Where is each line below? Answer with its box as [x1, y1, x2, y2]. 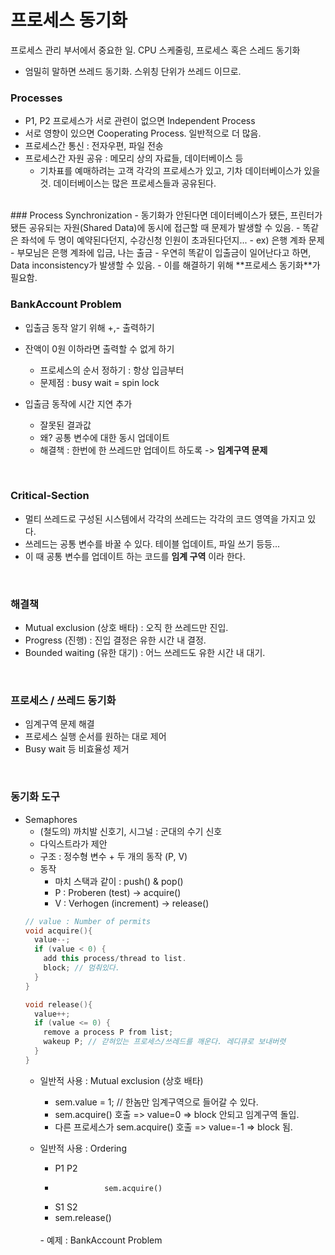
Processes [10, 91, 63, 105]
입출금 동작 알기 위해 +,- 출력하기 [24, 321, 155, 333]
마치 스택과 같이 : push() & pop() [54, 875, 184, 887]
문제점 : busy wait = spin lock [39, 376, 160, 388]
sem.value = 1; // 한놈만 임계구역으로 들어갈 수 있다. [54, 1096, 259, 1108]
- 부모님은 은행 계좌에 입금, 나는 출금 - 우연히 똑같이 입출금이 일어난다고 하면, [10, 247, 312, 259]
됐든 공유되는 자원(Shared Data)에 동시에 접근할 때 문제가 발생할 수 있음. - [10, 222, 301, 234]
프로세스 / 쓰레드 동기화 [10, 694, 117, 708]
